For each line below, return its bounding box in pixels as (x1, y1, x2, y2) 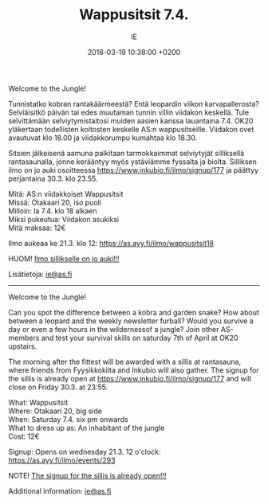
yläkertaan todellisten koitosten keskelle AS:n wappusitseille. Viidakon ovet (8, 124, 254, 134)
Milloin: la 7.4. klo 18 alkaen (8, 205, 97, 216)
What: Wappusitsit (8, 397, 69, 407)
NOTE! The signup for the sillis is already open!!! (8, 471, 167, 480)
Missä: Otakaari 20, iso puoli (8, 197, 102, 207)
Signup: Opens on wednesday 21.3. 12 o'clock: (8, 447, 161, 456)
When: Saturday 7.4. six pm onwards (8, 414, 129, 424)
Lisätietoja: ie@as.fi (8, 269, 73, 279)
